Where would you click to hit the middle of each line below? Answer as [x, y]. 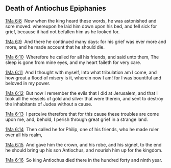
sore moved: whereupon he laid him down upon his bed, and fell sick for [81, 26]
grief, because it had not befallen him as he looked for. [63, 31]
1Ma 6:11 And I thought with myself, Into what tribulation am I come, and [81, 72]
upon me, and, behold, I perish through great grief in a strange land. [77, 119]
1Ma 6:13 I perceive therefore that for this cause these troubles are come [82, 114]
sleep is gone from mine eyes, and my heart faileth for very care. [73, 62]
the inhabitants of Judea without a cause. [49, 104]
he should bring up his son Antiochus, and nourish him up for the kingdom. [84, 150]
